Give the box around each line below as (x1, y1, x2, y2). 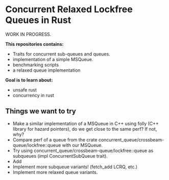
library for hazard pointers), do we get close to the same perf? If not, (12, 126, 157, 132)
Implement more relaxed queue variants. (12, 169, 98, 175)
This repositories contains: (5, 41, 64, 47)
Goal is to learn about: (5, 77, 53, 83)
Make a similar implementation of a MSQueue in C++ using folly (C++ (12, 121, 159, 127)
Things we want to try (5, 107, 77, 115)
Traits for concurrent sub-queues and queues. (12, 51, 111, 57)
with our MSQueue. (62, 142, 103, 148)
